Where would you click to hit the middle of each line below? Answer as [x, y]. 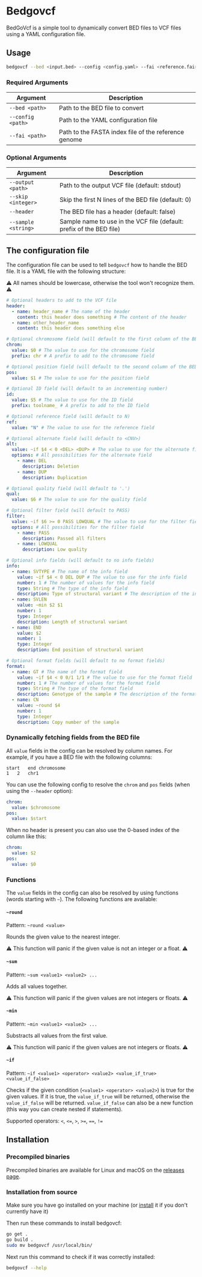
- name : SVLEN [29, 599]
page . [14, 1176]
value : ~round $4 [39, 706]
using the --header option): [40, 791]
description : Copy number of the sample [68, 722]
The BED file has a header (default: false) [118, 212]
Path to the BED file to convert [102, 108]
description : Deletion [50, 466]
